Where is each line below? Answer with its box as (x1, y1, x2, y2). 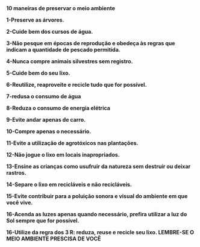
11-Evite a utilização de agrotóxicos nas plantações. (6, 140, 139, 146)
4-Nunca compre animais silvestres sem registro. (6, 58, 133, 64)
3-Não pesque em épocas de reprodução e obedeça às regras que (6, 40, 176, 46)
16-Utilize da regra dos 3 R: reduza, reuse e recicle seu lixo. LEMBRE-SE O (6, 229, 195, 236)
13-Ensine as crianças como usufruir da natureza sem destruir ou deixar (6, 163, 191, 170)
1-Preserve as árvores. (6, 16, 64, 23)
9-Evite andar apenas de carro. (6, 116, 86, 123)
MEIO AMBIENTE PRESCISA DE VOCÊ (6, 235, 101, 242)
